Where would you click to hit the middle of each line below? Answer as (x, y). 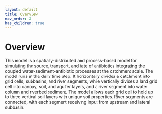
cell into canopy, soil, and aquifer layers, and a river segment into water (76, 87)
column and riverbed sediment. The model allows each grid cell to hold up (79, 92)
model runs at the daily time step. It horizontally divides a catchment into (78, 76)
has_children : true (25, 23)
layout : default (21, 9)
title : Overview (21, 14)
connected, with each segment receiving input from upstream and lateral (78, 102)
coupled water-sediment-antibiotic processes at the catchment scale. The (79, 71)
